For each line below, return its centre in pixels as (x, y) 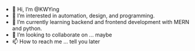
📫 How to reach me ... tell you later (56, 41)
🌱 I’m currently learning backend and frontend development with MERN (101, 22)
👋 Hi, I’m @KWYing (36, 9)
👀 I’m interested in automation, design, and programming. (83, 16)
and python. (27, 28)
